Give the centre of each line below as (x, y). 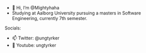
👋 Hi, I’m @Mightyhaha (36, 8)
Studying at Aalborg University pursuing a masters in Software (77, 13)
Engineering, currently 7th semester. (49, 18)
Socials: (13, 28)
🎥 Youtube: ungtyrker (34, 45)
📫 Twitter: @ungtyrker (36, 38)
